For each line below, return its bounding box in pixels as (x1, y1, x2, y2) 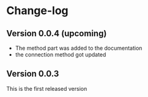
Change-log (6, 4, 68, 18)
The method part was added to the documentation (15, 44, 142, 52)
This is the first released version (6, 85, 87, 92)
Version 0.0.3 (6, 69, 59, 79)
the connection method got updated (15, 51, 106, 58)
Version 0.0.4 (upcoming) (6, 28, 107, 39)
